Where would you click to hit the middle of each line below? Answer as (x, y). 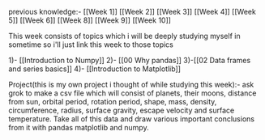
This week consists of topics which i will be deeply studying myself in (124, 36)
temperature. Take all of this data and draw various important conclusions (132, 119)
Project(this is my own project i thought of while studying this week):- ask (131, 85)
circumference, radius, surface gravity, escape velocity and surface (122, 110)
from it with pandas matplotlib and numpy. (79, 127)
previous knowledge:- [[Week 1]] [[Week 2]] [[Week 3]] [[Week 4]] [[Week (132, 12)
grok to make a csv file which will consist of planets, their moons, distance (132, 93)
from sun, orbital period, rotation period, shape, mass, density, (113, 102)
